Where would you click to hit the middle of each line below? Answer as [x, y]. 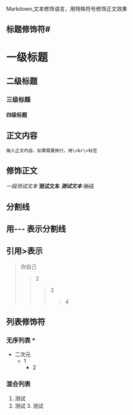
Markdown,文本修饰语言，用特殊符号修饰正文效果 [67, 9]
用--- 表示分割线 [36, 229]
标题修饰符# [28, 30]
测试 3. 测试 [29, 405]
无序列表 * [21, 340]
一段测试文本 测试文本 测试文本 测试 [50, 186]
